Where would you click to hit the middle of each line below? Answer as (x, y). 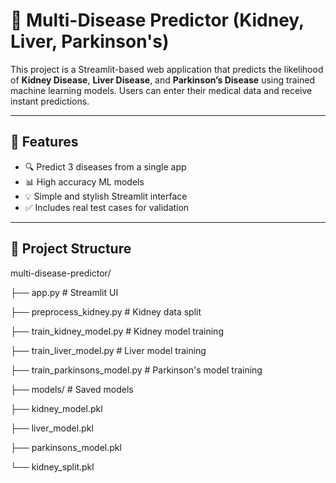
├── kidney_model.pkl (56, 408)
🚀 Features (44, 142)
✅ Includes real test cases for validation (107, 207)
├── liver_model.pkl (52, 428)
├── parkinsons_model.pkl (66, 447)
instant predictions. (50, 101)
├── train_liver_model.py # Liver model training (108, 350)
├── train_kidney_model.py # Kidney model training (117, 331)
